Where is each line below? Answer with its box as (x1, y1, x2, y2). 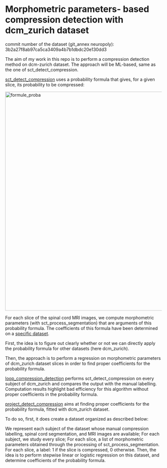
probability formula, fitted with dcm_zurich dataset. (5, 406, 110, 412)
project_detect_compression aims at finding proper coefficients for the (5, 401, 150, 407)
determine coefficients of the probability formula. (5, 457, 106, 463)
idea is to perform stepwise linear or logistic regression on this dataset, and (5, 452, 160, 458)
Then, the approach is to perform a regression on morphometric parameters (5, 355, 161, 361)
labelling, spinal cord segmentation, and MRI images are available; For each (5, 431, 160, 437)
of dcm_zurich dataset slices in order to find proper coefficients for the (5, 360, 151, 366)
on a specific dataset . (5, 330, 50, 336)
